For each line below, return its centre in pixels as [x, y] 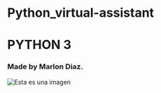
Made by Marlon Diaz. [45, 66]
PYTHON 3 [40, 45]
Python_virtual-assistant [81, 13]
